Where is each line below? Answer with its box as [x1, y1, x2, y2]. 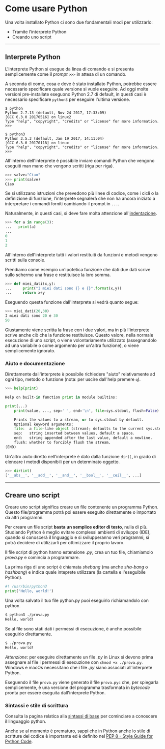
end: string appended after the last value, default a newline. [14, 436, 153, 440]
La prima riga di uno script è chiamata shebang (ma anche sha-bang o [5, 564, 148, 570]
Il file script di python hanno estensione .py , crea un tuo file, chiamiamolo [5, 549, 153, 555]
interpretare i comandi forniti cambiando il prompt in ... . [5, 201, 119, 207]
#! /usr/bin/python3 [5, 584, 48, 589]
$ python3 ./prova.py [5, 612, 50, 618]
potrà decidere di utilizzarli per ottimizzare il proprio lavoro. [5, 540, 125, 546]
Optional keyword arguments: [14, 422, 74, 427]
